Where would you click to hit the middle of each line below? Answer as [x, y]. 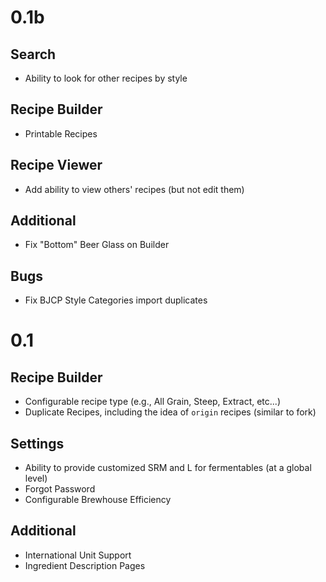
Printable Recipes [61, 133]
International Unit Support [78, 555]
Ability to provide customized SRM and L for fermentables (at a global [168, 468]
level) [36, 478]
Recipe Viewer [56, 165]
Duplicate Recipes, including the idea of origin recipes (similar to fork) [170, 412]
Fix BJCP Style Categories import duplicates [116, 300]
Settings [37, 443]
